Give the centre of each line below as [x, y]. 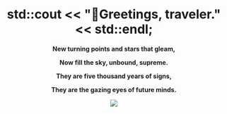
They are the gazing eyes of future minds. [114, 89]
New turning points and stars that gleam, [114, 49]
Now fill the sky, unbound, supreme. [114, 62]
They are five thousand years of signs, [114, 76]
